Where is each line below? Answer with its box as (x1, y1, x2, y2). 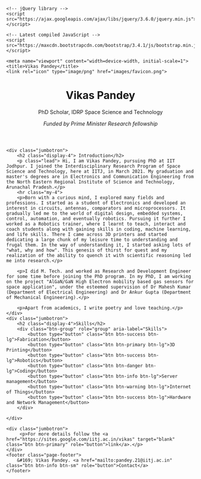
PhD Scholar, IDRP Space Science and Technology (38, 108, 163, 115)
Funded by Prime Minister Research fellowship (43, 120, 158, 127)
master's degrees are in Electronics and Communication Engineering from (6, 173, 194, 179)
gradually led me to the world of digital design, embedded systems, (6, 210, 184, 216)
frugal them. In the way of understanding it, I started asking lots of (6, 242, 191, 248)
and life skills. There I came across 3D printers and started (6, 231, 167, 237)
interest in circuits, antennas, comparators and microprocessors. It (6, 205, 186, 211)
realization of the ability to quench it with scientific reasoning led (6, 252, 191, 258)
